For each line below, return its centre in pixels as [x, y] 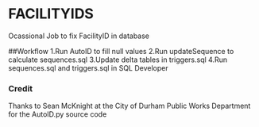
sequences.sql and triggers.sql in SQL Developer [88, 67]
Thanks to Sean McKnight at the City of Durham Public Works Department [129, 106]
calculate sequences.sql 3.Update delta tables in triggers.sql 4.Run [118, 60]
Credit [21, 88]
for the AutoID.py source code [58, 114]
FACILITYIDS [51, 14]
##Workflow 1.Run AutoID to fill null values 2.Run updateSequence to [121, 51]
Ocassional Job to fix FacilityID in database [79, 36]
